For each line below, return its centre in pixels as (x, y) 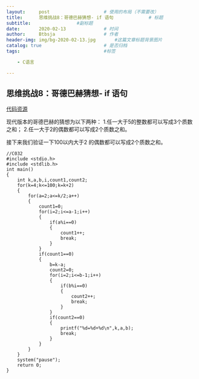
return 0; (30, 365)
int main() (20, 170)
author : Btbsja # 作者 (62, 34)
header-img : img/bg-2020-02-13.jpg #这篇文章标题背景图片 (84, 40)
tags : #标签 (61, 51)
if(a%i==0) (63, 222)
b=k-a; (58, 265)
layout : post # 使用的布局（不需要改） (83, 12)
